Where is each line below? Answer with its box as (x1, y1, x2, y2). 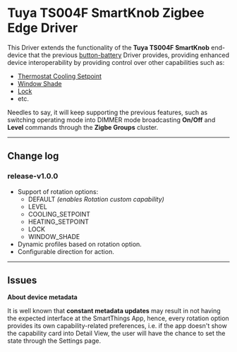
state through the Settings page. (7, 336, 102, 345)
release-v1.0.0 (7, 171, 59, 181)
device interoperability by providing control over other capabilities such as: (7, 58, 225, 66)
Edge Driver (7, 20, 78, 36)
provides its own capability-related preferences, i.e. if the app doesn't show (7, 322, 227, 330)
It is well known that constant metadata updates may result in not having (7, 307, 221, 315)
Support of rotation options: (17, 187, 99, 195)
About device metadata (7, 293, 78, 301)
